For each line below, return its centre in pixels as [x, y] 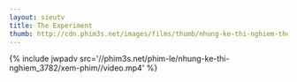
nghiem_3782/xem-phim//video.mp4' [77, 68]
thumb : [21, 34]
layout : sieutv [37, 17]
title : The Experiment [51, 26]
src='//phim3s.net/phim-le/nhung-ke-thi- [154, 59]
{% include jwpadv [43, 59]
